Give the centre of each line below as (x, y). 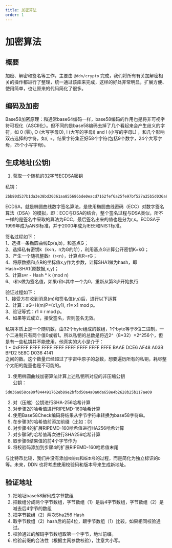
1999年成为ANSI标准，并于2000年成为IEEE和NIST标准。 (65, 226)
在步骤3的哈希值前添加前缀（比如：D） (54, 422)
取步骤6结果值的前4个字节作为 (45, 441)
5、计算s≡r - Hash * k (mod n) (37, 275)
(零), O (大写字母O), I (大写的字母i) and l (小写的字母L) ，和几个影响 (94, 132)
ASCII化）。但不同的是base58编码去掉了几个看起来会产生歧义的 (94, 125)
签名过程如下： (21, 237)
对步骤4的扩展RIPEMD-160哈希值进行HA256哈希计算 (68, 428)
